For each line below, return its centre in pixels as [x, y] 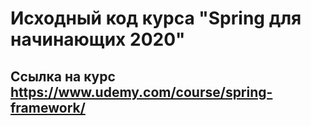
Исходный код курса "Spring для [156, 18]
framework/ [48, 107]
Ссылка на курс [63, 76]
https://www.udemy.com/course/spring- [141, 92]
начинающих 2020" [98, 39]
